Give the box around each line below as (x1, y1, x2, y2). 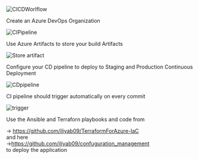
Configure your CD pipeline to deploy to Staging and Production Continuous (6, 63, 193, 70)
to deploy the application (6, 146, 68, 153)
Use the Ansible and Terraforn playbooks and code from (6, 116, 145, 123)
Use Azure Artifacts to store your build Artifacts (6, 40, 123, 47)
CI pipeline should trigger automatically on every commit (6, 93, 146, 99)
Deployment (6, 70, 36, 77)
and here (6, 134, 29, 141)
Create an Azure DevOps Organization (6, 17, 100, 24)
